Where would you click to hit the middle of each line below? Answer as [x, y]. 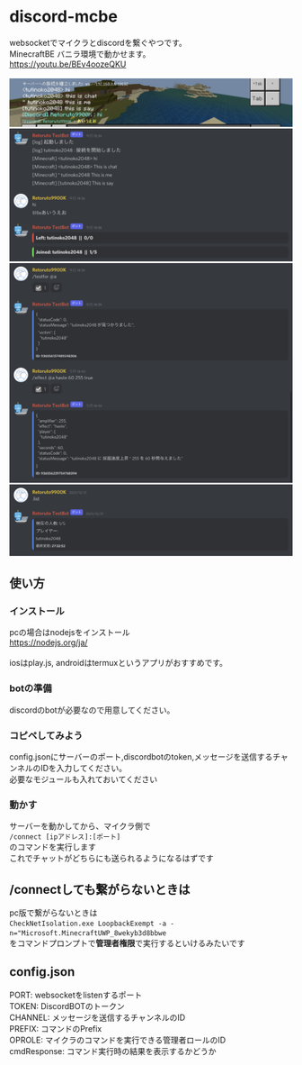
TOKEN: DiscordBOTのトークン [67, 1006]
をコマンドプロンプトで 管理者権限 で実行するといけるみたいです [127, 943]
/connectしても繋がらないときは [100, 889]
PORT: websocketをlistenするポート [76, 995]
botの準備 [31, 688]
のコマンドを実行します [53, 847]
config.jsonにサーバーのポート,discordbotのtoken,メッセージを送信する [141, 756]
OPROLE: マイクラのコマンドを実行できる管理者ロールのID [118, 1040]
